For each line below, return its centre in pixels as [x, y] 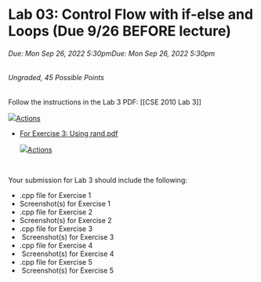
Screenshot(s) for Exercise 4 [68, 254]
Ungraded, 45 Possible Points [56, 78]
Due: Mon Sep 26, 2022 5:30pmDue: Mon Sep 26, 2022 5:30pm [112, 53]
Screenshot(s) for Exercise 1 [65, 203]
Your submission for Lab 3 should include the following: [98, 180]
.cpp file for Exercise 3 [56, 229]
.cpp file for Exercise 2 [56, 212]
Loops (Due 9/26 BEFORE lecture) [120, 31]
